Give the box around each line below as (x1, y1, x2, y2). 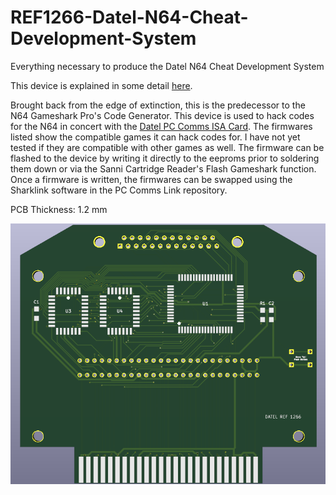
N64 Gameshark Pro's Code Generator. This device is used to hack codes (10, 109, 315, 121)
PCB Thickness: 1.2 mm (10, 203, 108, 215)
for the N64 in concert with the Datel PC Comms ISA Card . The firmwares (10, 120, 313, 132)
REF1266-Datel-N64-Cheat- (10, 6, 249, 29)
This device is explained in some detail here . (10, 79, 193, 91)
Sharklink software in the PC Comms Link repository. (10, 184, 228, 196)
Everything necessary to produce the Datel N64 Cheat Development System (10, 60, 325, 72)
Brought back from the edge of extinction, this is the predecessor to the (10, 99, 306, 111)
